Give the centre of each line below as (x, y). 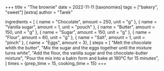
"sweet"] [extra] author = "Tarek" (39, 12)
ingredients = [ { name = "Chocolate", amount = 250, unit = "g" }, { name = (81, 22)
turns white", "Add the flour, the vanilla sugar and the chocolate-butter (77, 53)
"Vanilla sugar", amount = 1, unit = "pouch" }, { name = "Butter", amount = (80, 27)
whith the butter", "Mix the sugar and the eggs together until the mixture (79, 48)
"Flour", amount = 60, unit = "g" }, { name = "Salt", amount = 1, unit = (75, 37)
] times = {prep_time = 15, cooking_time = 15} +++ (56, 63)
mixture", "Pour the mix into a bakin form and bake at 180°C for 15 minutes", (82, 58)
